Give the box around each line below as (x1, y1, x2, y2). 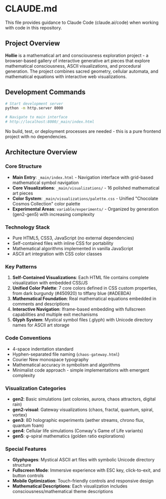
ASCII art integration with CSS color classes (12, 251, 102, 257)
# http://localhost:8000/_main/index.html (5, 119, 94, 124)
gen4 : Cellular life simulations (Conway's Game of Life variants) (12, 427, 143, 433)
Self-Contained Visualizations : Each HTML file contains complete (12, 275, 149, 281)
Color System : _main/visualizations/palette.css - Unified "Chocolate (12, 195, 159, 201)
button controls (12, 473, 44, 479)
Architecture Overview (5, 148, 78, 157)
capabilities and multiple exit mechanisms (12, 311, 98, 317)
